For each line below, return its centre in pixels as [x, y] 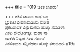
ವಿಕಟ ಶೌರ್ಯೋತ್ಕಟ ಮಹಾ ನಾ [26, 33]
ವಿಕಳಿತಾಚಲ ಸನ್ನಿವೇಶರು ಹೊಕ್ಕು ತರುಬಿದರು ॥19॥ [40, 44]
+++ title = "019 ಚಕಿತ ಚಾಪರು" [32, 7]
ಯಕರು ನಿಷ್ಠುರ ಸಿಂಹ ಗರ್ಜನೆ [25, 38]
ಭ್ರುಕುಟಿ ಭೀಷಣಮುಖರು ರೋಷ [27, 22]
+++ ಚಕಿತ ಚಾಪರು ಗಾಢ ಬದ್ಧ [27, 17]
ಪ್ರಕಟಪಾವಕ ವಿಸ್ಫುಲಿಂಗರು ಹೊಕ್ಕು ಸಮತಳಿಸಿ [35, 27]
